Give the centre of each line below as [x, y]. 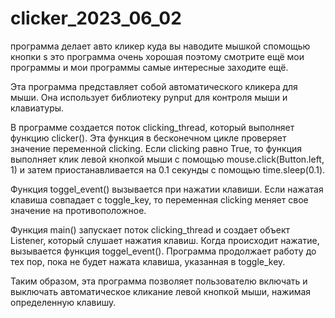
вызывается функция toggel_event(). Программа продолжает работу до [163, 251]
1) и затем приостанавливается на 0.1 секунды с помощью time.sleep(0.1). [168, 169]
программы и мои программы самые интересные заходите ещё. [149, 67]
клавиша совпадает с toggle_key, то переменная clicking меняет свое [159, 199]
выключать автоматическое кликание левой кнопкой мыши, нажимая [161, 291]
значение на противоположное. [78, 210]
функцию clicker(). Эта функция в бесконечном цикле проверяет [148, 138]
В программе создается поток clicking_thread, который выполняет [152, 127]
